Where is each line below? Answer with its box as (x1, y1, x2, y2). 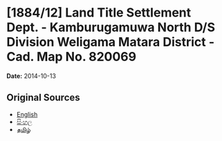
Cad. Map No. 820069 (6, 49, 136, 65)
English (16, 110, 38, 118)
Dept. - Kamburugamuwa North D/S (6, 19, 216, 35)
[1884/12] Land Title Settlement (6, 5, 192, 21)
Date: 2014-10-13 (6, 71, 57, 80)
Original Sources (6, 92, 80, 104)
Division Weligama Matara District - (6, 35, 215, 50)
